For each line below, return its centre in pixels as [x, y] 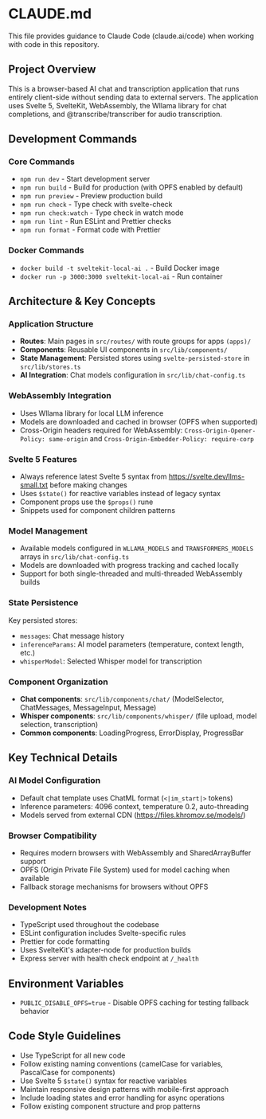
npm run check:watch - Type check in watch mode [102, 213]
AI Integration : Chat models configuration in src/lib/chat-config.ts [133, 375]
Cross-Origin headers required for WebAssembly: [101, 430]
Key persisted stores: [43, 620]
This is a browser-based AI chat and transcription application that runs [124, 88]
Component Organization [59, 682]
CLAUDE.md [50, 14]
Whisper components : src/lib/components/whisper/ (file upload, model [138, 716]
